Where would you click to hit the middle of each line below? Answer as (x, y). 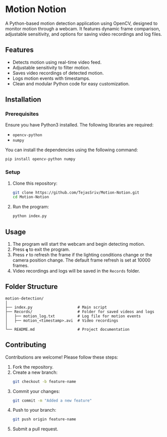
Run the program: (31, 207)
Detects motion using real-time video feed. (57, 62)
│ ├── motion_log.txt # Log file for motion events (73, 316)
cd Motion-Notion (31, 197)
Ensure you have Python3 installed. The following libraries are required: (79, 125)
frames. (20, 266)
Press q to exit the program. (41, 249)
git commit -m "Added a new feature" (52, 401)
